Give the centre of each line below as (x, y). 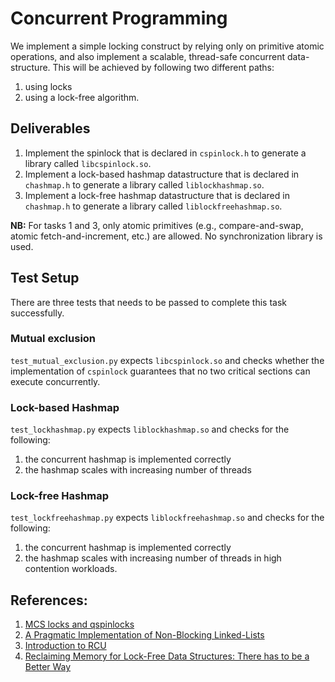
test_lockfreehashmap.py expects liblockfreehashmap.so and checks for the (167, 518)
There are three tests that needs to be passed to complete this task (148, 302)
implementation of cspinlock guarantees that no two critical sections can (160, 371)
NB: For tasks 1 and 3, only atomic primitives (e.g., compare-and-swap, (157, 225)
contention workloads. (71, 569)
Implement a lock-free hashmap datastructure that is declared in (157, 195)
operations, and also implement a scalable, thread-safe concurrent (148, 56)
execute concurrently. (55, 381)
